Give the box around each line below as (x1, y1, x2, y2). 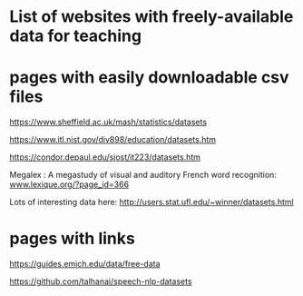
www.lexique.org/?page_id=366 (9, 179, 130, 190)
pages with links (9, 229, 136, 249)
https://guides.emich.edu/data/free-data (9, 259, 161, 270)
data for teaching (9, 25, 142, 46)
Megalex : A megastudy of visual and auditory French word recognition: (9, 170, 277, 181)
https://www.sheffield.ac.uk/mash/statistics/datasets (9, 116, 207, 128)
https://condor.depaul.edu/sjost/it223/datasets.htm (9, 152, 201, 163)
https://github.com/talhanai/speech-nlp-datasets (9, 276, 192, 287)
